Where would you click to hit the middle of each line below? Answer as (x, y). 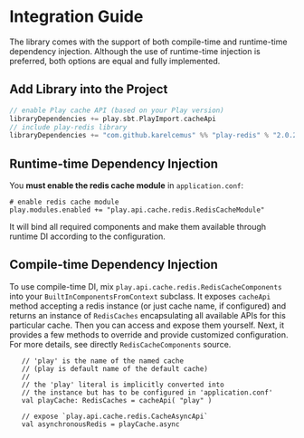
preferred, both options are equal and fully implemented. (115, 61)
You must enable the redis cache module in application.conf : (127, 186)
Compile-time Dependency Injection (114, 265)
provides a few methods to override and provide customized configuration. (149, 334)
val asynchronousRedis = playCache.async (100, 424)
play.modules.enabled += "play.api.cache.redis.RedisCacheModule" (137, 210)
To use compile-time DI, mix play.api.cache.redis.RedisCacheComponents (146, 286)
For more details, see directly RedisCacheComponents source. (120, 344)
